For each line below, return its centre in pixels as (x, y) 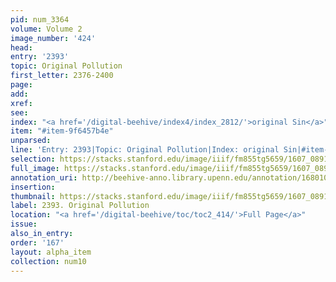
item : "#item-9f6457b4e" (62, 131)
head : (21, 47)
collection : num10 (48, 261)
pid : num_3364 (40, 19)
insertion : (33, 187)
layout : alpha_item (51, 252)
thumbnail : (33, 196)
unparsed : (31, 141)
